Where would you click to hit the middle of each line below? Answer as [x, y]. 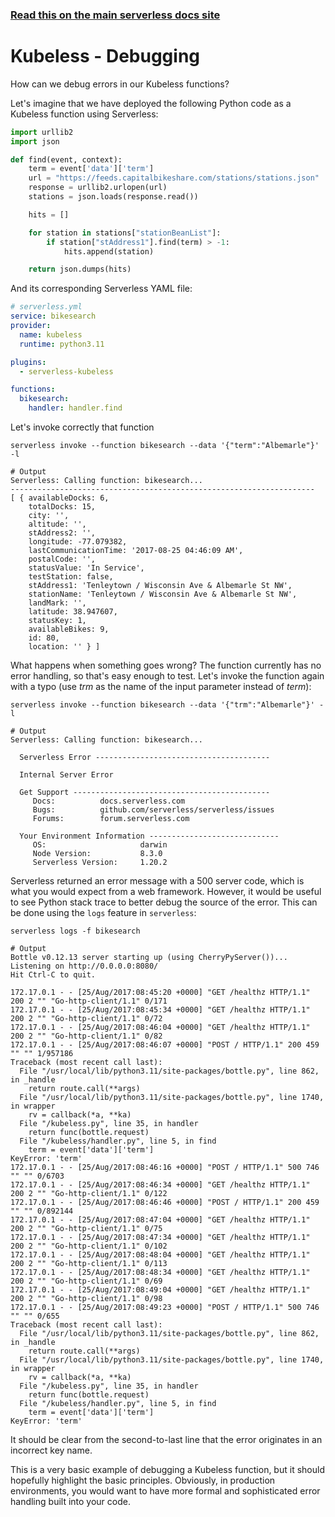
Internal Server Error [66, 775]
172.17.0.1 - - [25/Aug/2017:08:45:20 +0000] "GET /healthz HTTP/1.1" [160, 993]
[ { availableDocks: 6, [60, 498]
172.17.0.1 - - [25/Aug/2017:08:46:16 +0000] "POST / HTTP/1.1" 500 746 [165, 1168]
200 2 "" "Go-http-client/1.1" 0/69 [86, 1281]
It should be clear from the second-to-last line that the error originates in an [166, 1440]
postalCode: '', [62, 559]
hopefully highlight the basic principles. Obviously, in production [143, 1480]
